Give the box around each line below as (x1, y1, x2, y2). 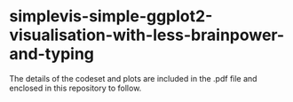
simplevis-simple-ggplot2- (9, 6, 213, 27)
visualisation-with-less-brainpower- (9, 25, 285, 45)
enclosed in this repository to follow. (9, 82, 142, 93)
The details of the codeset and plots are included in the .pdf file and (9, 73, 257, 83)
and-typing (9, 44, 95, 64)
